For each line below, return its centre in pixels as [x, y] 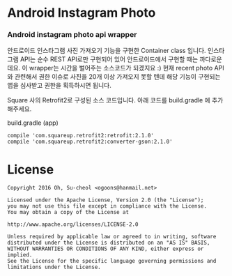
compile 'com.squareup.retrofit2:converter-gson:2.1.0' [90, 142]
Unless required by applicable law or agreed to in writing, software [112, 237]
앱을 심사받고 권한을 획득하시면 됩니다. [59, 86]
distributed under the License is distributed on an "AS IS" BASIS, [109, 243]
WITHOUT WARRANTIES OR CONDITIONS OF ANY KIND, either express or [106, 249]
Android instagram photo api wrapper [72, 35]
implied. [20, 255]
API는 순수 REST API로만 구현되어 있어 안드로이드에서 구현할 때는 [109, 59]
